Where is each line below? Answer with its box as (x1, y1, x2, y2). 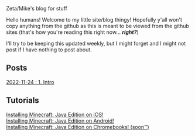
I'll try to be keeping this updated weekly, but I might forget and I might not (6, 40, 186, 47)
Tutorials (6, 96, 39, 106)
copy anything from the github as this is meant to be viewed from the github (6, 23, 189, 29)
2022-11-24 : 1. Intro (6, 78, 54, 85)
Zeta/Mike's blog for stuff (6, 5, 67, 12)
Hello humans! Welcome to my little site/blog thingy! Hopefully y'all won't (6, 16, 183, 23)
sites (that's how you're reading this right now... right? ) (6, 29, 139, 36)
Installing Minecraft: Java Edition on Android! (6, 117, 114, 124)
